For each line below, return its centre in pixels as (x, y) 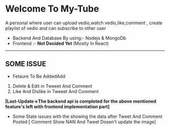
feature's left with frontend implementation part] (57, 106)
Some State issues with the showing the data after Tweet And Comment (88, 116)
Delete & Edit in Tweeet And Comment (52, 86)
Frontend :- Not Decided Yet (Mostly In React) (60, 43)
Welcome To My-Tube (52, 9)
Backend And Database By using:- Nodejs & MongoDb (69, 38)
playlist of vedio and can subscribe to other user (56, 28)
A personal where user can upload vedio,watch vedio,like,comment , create (84, 23)
